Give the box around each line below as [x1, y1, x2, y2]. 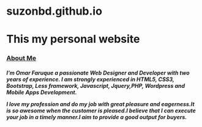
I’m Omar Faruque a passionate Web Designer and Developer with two [6, 69, 190, 76]
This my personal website [6, 32, 140, 46]
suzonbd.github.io [6, 4, 103, 18]
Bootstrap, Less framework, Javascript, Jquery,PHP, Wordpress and [6, 82, 185, 89]
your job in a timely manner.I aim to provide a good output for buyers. [6, 113, 187, 120]
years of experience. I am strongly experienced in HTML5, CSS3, [6, 75, 174, 83]
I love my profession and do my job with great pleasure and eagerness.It [6, 100, 195, 107]
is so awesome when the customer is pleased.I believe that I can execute [6, 107, 196, 114]
